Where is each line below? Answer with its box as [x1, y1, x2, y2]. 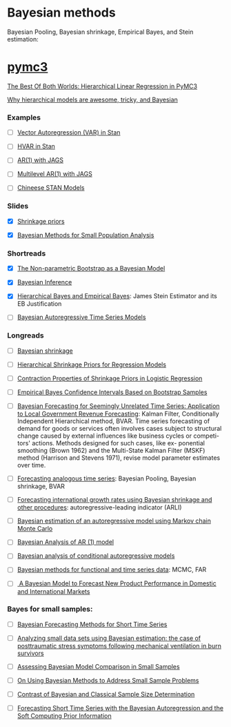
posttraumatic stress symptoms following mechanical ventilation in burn [17, 641, 222, 650]
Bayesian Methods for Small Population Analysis [17, 231, 154, 239]
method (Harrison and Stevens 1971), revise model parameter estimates [17, 454, 221, 462]
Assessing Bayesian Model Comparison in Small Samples [17, 662, 181, 670]
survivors [17, 649, 44, 657]
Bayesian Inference [17, 278, 72, 287]
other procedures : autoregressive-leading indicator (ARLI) [17, 503, 182, 512]
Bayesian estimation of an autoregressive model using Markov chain [17, 516, 212, 525]
